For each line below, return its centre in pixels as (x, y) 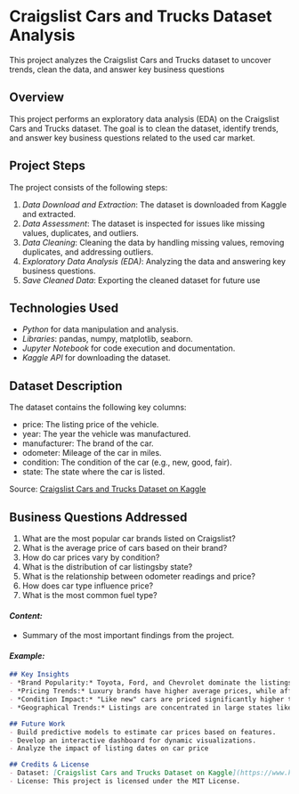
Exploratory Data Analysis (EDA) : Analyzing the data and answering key (154, 261)
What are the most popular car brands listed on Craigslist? (129, 539)
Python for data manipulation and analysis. (101, 329)
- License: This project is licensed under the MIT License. (125, 782)
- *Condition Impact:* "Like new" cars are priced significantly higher (147, 700)
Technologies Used (64, 308)
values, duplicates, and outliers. (81, 232)
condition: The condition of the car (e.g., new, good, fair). (127, 462)
